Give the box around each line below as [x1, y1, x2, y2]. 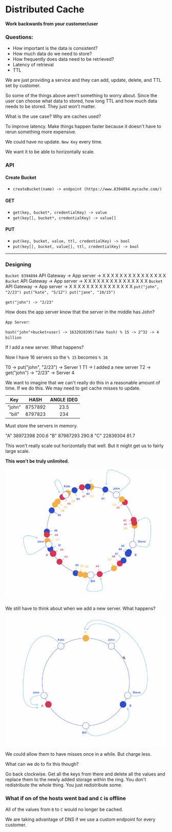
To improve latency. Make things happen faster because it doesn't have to [5, 123, 161, 130]
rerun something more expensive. [5, 129, 77, 135]
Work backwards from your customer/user [5, 21, 98, 27]
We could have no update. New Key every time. [5, 139, 103, 145]
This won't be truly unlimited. [5, 458, 70, 464]
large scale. [5, 448, 30, 454]
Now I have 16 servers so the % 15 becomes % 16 [5, 354, 108, 361]
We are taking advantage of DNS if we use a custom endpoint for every [5, 817, 156, 823]
